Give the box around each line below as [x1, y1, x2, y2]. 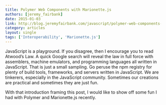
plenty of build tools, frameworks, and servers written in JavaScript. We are [5, 69, 159, 75]
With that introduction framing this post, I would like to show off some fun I [5, 89, 157, 95]
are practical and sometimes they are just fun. [5, 79, 99, 85]
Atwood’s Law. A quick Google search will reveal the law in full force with [5, 53, 154, 59]
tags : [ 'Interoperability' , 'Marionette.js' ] [5, 35, 100, 40]
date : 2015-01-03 [5, 16, 41, 21]
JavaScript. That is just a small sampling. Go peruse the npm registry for [5, 64, 152, 70]
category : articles [5, 26, 45, 31]
